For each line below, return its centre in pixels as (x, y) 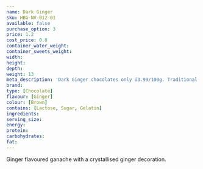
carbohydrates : (26, 136)
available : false (28, 23)
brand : (15, 86)
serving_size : (24, 119)
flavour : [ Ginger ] (30, 97)
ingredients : (23, 114)
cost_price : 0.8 (27, 40)
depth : (15, 68)
